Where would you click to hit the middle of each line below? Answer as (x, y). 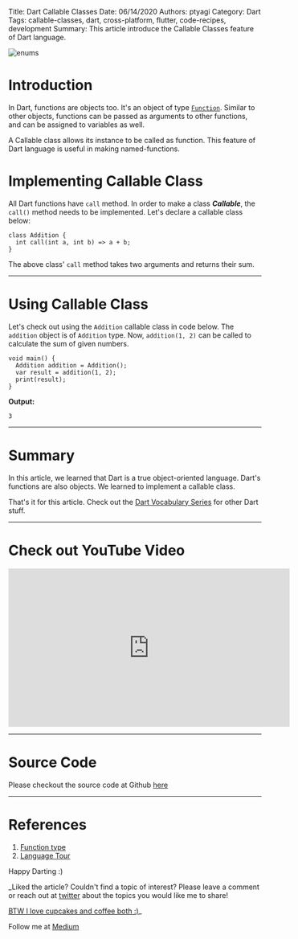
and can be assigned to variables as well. (76, 125)
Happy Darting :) (36, 871)
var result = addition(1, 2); (66, 372)
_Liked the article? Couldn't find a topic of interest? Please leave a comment (134, 887)
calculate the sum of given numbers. (69, 343)
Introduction (51, 86)
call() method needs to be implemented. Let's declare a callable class (126, 211)
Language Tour (45, 855)
